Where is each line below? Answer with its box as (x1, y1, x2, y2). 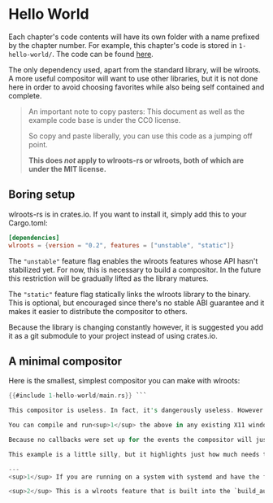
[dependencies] (8, 234, 60, 242)
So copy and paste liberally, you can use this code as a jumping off (28, 131, 253, 141)
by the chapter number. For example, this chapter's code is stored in (8, 40, 237, 50)
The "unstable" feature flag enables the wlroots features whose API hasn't (8, 256, 258, 265)
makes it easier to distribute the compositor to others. (8, 306, 188, 316)
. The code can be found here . (51, 49, 154, 59)
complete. (8, 90, 42, 100)
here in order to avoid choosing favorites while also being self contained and (8, 82, 265, 92)
